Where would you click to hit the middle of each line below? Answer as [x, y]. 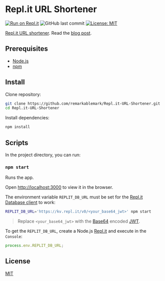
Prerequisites [27, 49]
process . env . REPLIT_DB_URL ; [35, 246]
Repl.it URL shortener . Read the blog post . [48, 33]
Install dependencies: [27, 118]
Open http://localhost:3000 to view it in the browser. [59, 187]
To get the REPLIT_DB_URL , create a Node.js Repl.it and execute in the [76, 231]
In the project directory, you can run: [43, 155]
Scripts [17, 143]
